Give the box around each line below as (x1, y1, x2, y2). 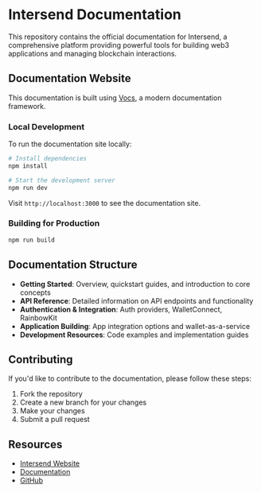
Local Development (8, 121, 85, 132)
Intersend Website (19, 459, 80, 468)
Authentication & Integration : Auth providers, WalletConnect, (19, 304, 223, 314)
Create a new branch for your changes (19, 397, 147, 407)
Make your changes (19, 406, 85, 416)
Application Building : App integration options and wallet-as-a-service (19, 321, 251, 331)
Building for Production (8, 218, 100, 229)
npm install (8, 161, 48, 170)
